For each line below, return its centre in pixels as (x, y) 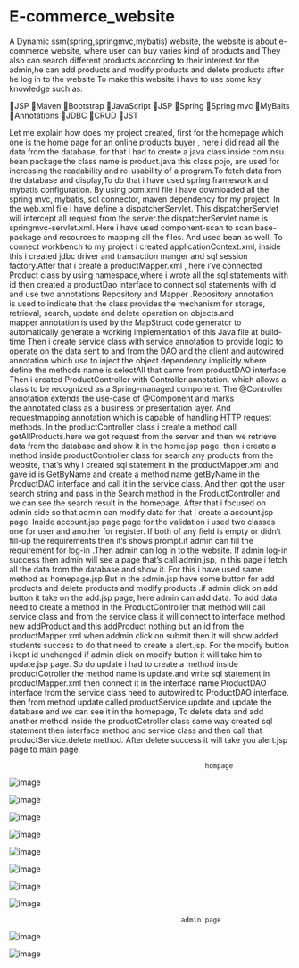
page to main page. (45, 749)
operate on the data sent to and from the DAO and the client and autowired (146, 351)
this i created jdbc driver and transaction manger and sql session (129, 255)
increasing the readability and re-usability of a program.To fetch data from (146, 171)
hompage (219, 765)
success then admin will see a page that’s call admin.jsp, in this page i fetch (148, 559)
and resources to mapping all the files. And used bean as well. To (163, 237)
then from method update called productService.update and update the (141, 702)
